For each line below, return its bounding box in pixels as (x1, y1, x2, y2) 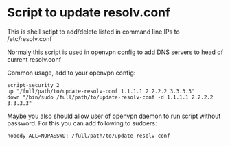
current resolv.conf (7, 55, 62, 63)
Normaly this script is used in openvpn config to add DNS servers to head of (7, 48, 223, 56)
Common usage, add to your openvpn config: (7, 69, 136, 77)
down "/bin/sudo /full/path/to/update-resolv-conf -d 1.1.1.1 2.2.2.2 (7, 94, 214, 101)
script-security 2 (7, 82, 60, 88)
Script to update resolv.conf (7, 5, 170, 21)
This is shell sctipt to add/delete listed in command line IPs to (7, 27, 180, 36)
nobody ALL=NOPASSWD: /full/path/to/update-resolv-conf (7, 132, 170, 139)
